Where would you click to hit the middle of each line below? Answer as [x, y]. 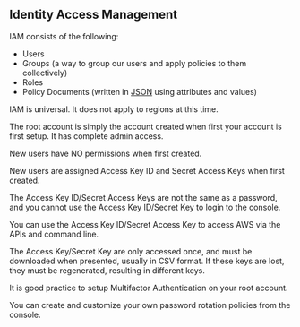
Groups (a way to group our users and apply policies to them [134, 63]
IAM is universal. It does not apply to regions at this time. [114, 109]
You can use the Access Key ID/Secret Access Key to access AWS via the [145, 224]
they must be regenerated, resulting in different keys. [107, 270]
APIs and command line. [54, 234]
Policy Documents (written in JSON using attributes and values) [140, 91]
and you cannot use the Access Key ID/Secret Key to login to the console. [145, 207]
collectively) [45, 73]
